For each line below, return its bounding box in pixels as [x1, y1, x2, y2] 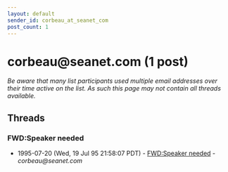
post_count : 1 [7, 23, 49, 30]
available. [7, 92, 37, 100]
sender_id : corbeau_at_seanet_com [7, 17, 109, 24]
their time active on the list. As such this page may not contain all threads [7, 84, 222, 93]
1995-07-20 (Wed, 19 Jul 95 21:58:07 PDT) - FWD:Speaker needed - [17, 149, 216, 157]
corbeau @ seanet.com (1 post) [7, 53, 189, 70]
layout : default [7, 10, 55, 18]
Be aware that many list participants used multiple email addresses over [7, 77, 218, 85]
